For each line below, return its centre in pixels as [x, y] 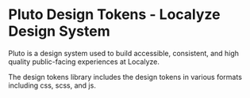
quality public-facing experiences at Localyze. [84, 62]
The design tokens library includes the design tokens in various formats [125, 77]
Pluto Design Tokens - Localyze [114, 15]
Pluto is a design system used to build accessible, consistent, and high [124, 53]
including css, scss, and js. [52, 85]
